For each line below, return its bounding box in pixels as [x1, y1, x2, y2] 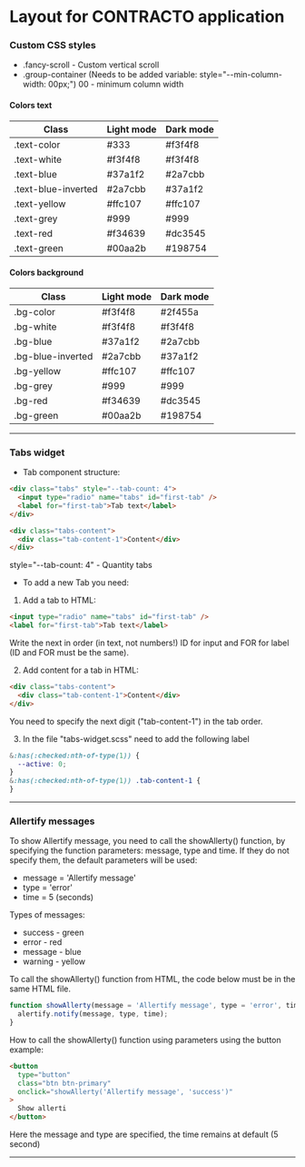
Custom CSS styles [9, 39, 97, 52]
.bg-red [14, 394, 48, 407]
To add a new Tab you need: [22, 577, 130, 588]
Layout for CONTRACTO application [9, 6, 285, 27]
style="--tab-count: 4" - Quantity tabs [9, 560, 152, 571]
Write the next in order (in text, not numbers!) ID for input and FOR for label [9, 637, 290, 648]
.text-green [14, 241, 64, 254]
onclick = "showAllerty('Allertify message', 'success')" [17, 1087, 233, 1096]
